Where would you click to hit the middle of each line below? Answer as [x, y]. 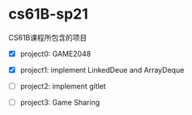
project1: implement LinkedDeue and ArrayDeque [102, 70]
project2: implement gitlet [63, 87]
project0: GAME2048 [55, 53]
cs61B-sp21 [49, 14]
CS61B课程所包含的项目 [48, 37]
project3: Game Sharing [60, 103]
